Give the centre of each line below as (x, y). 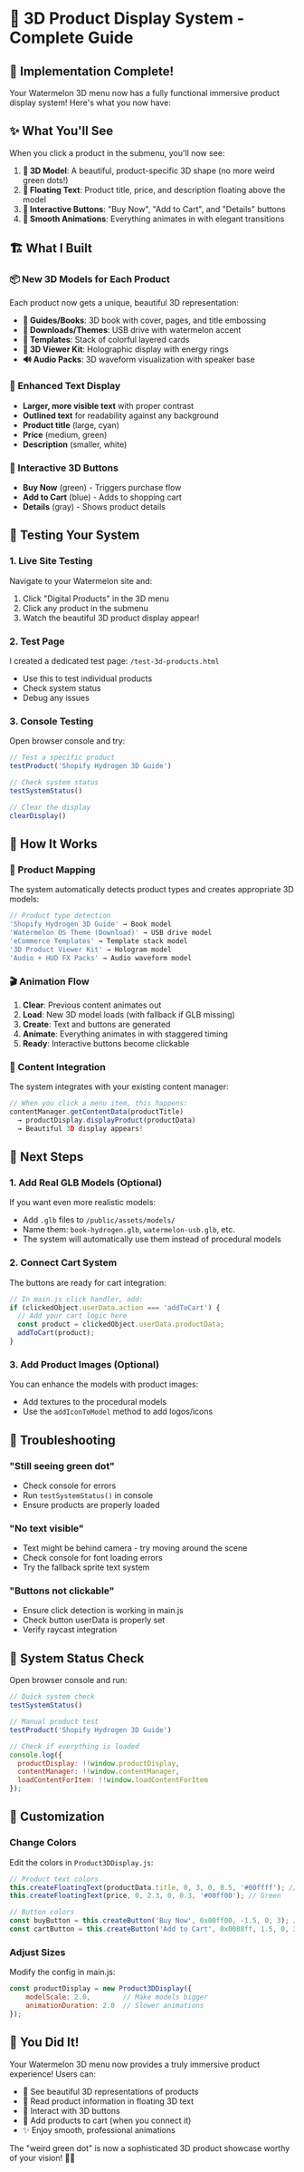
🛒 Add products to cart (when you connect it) (107, 2120)
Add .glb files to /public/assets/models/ (99, 1220)
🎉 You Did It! (44, 2043)
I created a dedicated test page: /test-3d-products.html (114, 661)
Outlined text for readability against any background (120, 415)
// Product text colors (54, 1879)
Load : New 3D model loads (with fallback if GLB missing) (128, 1014)
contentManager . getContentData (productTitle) (96, 1112)
